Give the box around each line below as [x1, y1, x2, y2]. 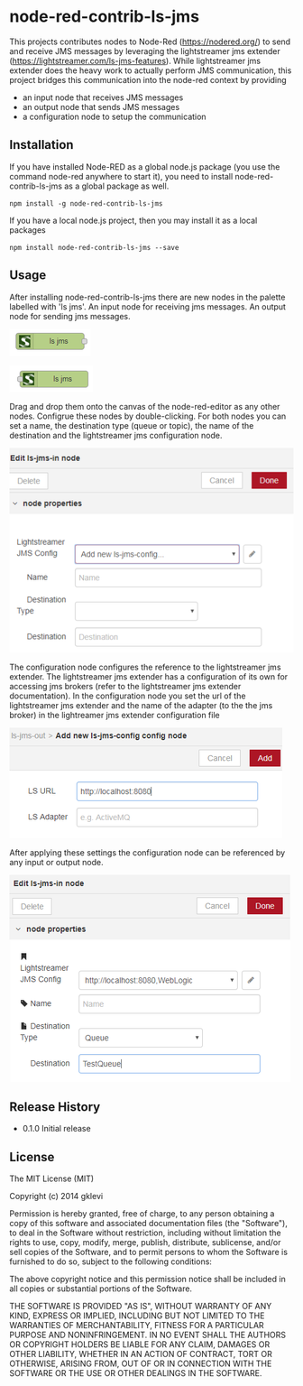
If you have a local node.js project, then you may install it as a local [9, 215, 258, 226]
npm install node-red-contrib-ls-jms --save [9, 243, 179, 252]
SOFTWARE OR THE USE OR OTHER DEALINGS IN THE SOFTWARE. [9, 1368, 262, 1379]
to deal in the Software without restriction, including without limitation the [9, 1227, 281, 1238]
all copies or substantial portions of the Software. [9, 1283, 192, 1294]
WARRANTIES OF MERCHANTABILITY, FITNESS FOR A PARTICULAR [9, 1320, 264, 1331]
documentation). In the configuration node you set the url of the [9, 690, 246, 701]
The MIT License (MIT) [9, 1173, 95, 1184]
